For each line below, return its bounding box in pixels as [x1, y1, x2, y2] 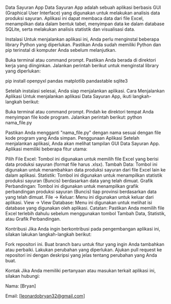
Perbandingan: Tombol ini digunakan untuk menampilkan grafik [5, 183, 139, 189]
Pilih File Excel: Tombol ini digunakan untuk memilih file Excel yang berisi [5, 156, 159, 162]
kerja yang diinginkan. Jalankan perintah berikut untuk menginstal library [5, 63, 159, 68]
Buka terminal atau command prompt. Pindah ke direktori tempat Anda [5, 109, 154, 115]
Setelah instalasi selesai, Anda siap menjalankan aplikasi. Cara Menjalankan [5, 88, 165, 94]
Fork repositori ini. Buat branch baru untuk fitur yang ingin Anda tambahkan [5, 241, 165, 247]
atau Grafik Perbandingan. [5, 216, 61, 222]
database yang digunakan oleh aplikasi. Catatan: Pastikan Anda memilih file [5, 205, 165, 211]
